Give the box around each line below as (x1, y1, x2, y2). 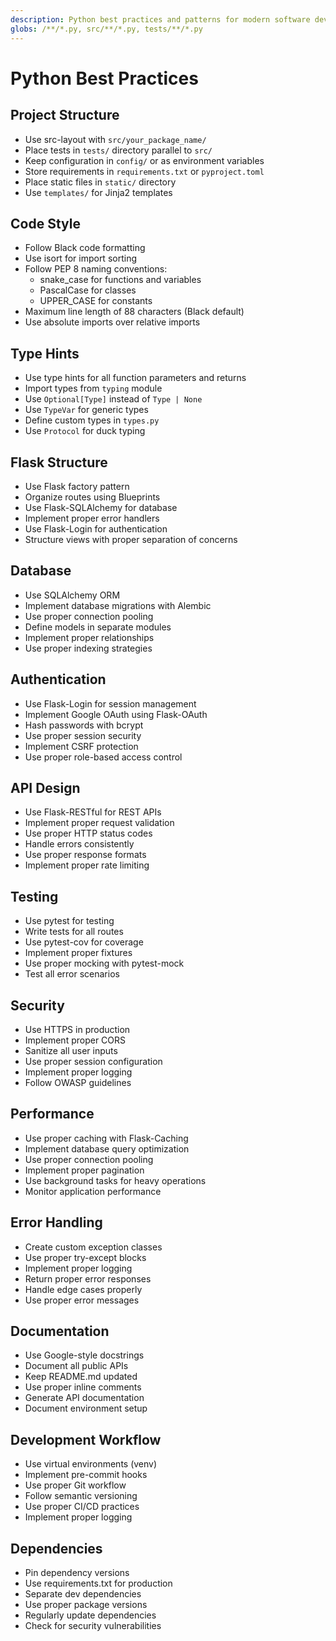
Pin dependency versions (24, 1567, 130, 1579)
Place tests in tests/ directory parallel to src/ (24, 144, 213, 156)
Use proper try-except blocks (24, 1251, 147, 1263)
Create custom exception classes (24, 1241, 163, 1253)
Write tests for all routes (24, 926, 124, 938)
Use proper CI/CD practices (24, 1501, 140, 1513)
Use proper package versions (24, 1599, 148, 1611)
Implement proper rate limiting (24, 859, 150, 871)
